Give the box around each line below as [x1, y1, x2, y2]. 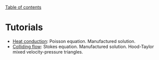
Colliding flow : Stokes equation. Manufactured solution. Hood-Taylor [12, 43, 154, 49]
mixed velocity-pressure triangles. [12, 48, 84, 54]
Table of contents [5, 4, 42, 10]
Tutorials [5, 22, 43, 33]
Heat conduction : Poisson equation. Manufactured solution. [12, 38, 136, 44]
